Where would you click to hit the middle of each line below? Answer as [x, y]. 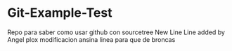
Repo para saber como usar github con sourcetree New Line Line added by [116, 32]
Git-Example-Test [60, 13]
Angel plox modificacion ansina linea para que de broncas [91, 39]
